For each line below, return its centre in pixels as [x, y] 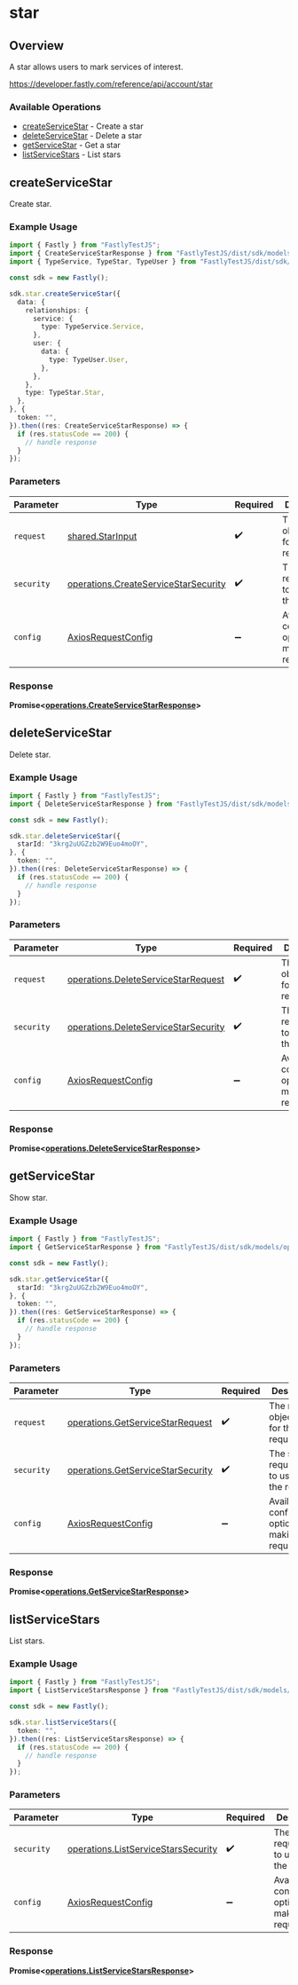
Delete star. [30, 754]
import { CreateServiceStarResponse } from [91, 254]
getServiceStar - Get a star [71, 146]
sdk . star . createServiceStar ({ [65, 294]
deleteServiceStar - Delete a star [82, 136]
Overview [37, 46]
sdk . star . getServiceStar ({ [59, 1279]
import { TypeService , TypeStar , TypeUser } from [103, 262]
